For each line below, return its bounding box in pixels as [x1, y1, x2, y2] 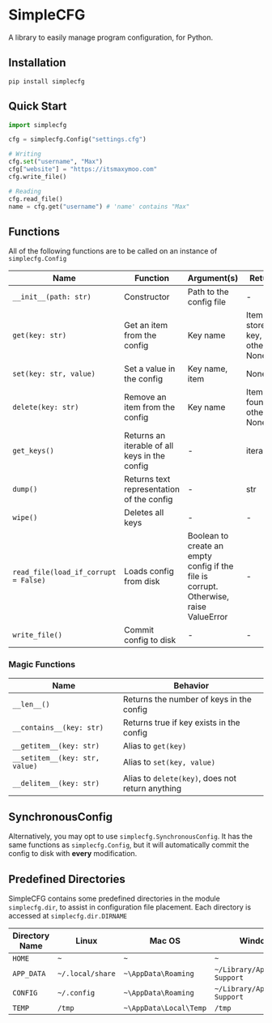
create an [187, 540, 224, 552]
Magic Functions [8, 659, 75, 670]
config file [187, 296, 227, 308]
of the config [124, 494, 173, 505]
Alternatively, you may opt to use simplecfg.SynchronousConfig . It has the [8, 832, 253, 842]
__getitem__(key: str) [12, 741, 100, 750]
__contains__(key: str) [12, 722, 104, 732]
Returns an [124, 430, 166, 441]
